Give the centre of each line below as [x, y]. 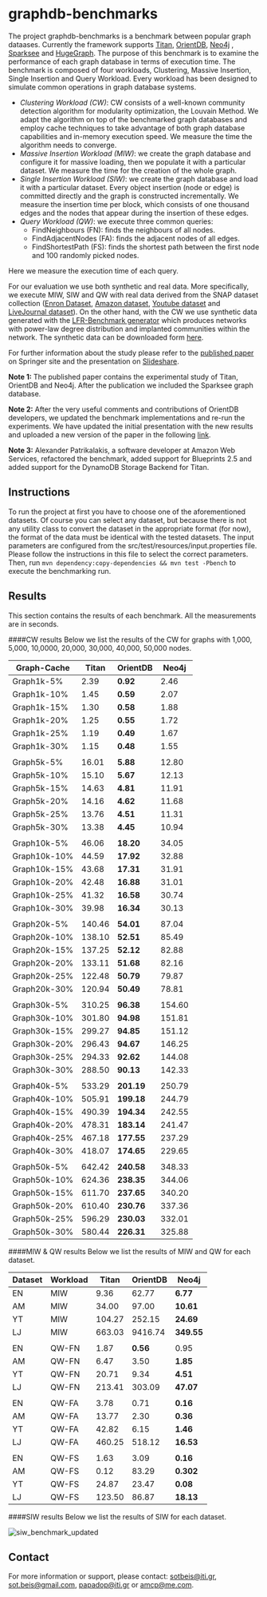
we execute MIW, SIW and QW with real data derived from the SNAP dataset [133, 295]
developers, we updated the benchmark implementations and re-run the [127, 417]
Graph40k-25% [43, 1137]
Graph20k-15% [43, 950]
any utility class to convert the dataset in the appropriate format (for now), [130, 528]
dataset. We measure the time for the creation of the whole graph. [128, 170]
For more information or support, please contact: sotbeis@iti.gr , [113, 1576]
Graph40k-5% [41, 1085]
